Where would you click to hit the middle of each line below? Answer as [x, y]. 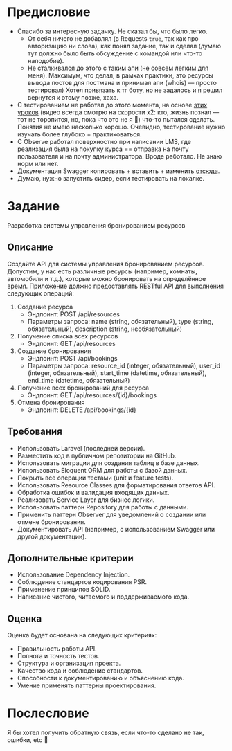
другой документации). [52, 536]
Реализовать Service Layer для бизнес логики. [86, 500]
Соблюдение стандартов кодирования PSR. [82, 582]
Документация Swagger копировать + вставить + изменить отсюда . [118, 171]
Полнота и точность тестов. [58, 656]
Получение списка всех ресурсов [68, 336]
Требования [35, 432]
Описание [30, 247]
